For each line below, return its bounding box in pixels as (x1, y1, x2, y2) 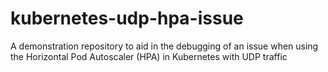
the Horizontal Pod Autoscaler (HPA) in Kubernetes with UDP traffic (10, 50, 288, 62)
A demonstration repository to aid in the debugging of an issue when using (10, 40, 319, 52)
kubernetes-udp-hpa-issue (10, 7, 244, 30)
